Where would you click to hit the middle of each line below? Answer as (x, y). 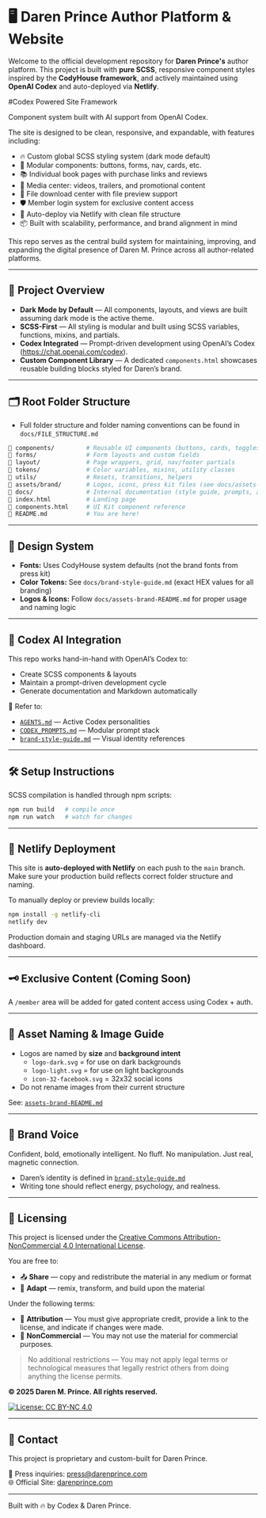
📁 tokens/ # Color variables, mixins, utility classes (122, 470)
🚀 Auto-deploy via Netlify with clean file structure (100, 214)
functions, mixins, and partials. (70, 334)
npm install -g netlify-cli (55, 915)
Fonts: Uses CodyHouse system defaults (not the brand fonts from (129, 566)
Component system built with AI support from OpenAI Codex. (108, 116)
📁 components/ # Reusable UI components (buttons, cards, (120, 448)
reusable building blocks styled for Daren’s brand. (101, 368)
